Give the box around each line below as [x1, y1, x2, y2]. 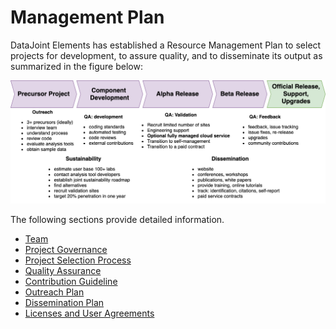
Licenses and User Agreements [24, 307, 155, 320]
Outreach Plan [24, 286, 85, 298]
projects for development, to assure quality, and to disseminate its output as [10, 49, 323, 61]
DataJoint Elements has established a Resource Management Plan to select [10, 39, 322, 51]
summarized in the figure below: [10, 60, 143, 72]
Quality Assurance [24, 265, 102, 277]
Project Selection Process [24, 254, 132, 266]
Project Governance [24, 244, 108, 256]
